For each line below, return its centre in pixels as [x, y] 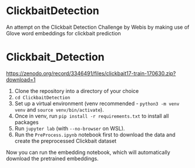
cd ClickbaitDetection [42, 98]
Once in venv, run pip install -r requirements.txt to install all [92, 116]
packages [27, 122]
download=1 [21, 79]
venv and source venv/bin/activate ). [59, 109]
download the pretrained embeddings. [52, 158]
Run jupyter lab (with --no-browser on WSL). [70, 128]
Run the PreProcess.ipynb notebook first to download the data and [95, 135]
